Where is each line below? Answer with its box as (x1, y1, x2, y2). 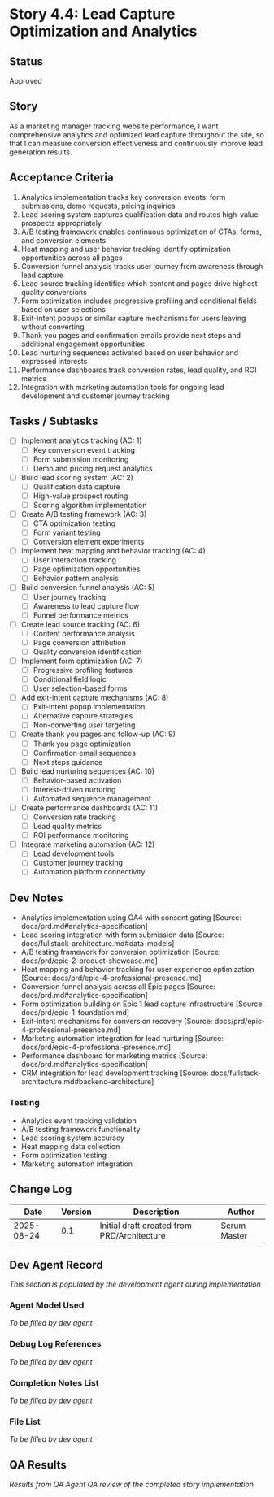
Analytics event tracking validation (20, 1115, 137, 1126)
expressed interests (20, 356, 88, 366)
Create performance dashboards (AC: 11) (20, 802, 159, 813)
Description (133, 1206, 180, 1217)
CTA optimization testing (33, 519, 116, 528)
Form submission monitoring (33, 454, 129, 464)
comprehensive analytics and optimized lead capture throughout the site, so (9, 129, 265, 139)
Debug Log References (9, 1339, 102, 1350)
